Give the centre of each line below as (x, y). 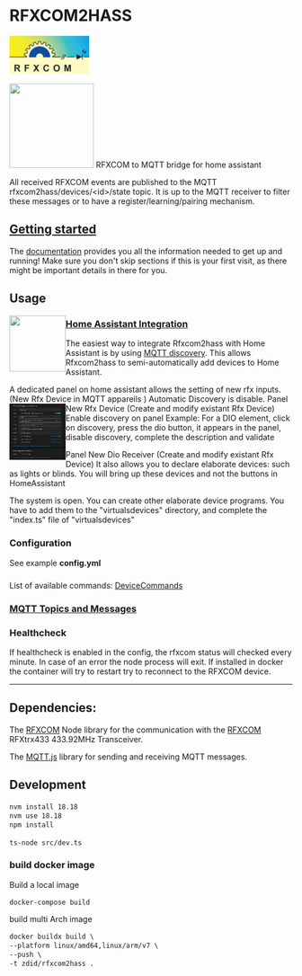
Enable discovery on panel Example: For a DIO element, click (178, 418)
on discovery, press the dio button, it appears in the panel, (173, 428)
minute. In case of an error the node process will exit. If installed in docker (147, 661)
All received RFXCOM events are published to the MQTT (113, 182)
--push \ (26, 954)
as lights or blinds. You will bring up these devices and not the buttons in (144, 474)
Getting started (53, 230)
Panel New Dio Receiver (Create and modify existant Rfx (170, 455)
